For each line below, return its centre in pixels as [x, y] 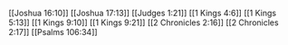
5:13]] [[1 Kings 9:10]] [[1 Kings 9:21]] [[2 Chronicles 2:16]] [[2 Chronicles [144, 22]
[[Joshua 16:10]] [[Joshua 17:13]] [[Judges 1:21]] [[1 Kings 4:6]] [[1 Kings [143, 13]
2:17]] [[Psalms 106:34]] [53, 32]
